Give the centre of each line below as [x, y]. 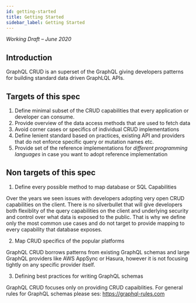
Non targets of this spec [51, 173]
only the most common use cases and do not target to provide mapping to [95, 223]
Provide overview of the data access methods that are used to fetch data [102, 123]
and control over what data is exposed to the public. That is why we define [96, 217]
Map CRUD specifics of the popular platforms [69, 241]
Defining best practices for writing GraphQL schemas [79, 276]
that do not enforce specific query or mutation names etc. [84, 142]
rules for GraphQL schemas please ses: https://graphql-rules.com [85, 294]
